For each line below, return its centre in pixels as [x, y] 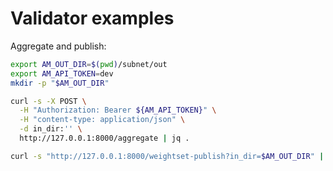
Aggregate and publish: [58, 46]
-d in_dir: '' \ [51, 129]
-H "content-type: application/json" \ [102, 120]
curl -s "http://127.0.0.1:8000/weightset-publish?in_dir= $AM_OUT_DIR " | [167, 156]
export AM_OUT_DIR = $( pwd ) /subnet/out [89, 64]
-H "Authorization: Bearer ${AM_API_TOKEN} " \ [118, 110]
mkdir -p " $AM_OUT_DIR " [60, 83]
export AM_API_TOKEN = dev [62, 73]
